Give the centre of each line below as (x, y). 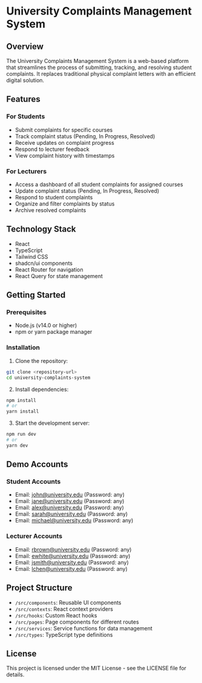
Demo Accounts (37, 465)
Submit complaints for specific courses (64, 130)
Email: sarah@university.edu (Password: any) (71, 514)
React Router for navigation (49, 269)
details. (15, 675)
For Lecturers (27, 171)
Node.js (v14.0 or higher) (46, 325)
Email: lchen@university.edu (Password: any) (71, 568)
